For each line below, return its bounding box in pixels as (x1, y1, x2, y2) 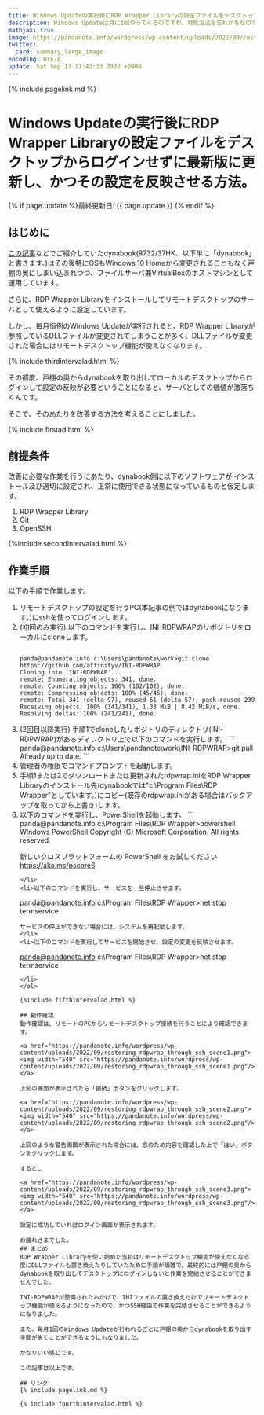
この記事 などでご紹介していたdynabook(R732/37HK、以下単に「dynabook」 (8, 248, 253, 258)
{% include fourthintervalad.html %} (19, 1400, 143, 1408)
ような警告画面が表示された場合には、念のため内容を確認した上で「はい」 (37, 1141, 241, 1149)
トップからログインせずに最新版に (22, 153, 242, 171)
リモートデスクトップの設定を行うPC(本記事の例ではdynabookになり (19, 603, 243, 612)
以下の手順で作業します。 (8, 586, 90, 596)
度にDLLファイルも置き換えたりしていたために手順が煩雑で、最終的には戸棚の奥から (19, 1262, 252, 1270)
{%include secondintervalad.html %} (8, 539, 127, 549)
